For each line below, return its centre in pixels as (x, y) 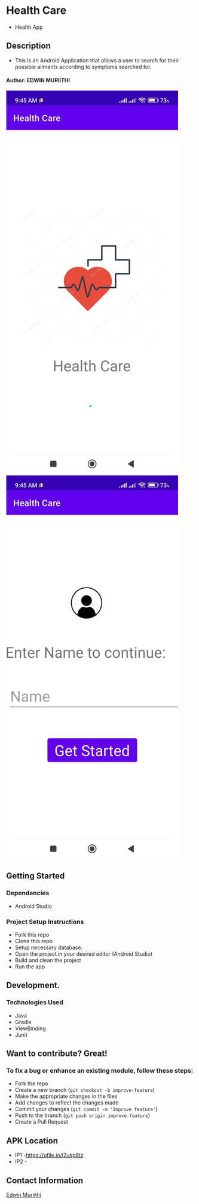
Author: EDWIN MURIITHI (38, 80)
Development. (33, 985)
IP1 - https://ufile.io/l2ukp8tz (49, 1155)
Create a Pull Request (42, 1122)
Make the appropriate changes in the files (66, 1096)
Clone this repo (33, 941)
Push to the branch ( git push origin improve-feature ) (82, 1115)
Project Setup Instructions (45, 922)
